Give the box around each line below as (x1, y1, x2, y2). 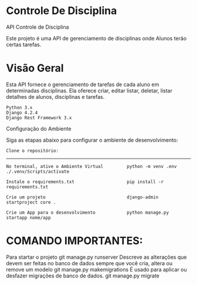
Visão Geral (6, 61, 64, 75)
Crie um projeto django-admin (6, 194, 159, 200)
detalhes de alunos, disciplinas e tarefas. (6, 93, 105, 100)
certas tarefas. (6, 41, 42, 48)
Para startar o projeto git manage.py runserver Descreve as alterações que (6, 253, 187, 260)
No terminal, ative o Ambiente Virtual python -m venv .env (6, 163, 177, 169)
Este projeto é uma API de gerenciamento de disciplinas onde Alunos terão (6, 35, 187, 42)
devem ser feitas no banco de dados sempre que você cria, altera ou (6, 259, 173, 267)
